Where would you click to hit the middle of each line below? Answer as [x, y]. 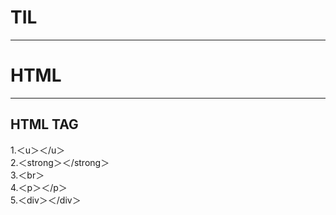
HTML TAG [44, 124]
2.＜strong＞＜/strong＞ [60, 162]
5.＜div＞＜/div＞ [46, 200]
